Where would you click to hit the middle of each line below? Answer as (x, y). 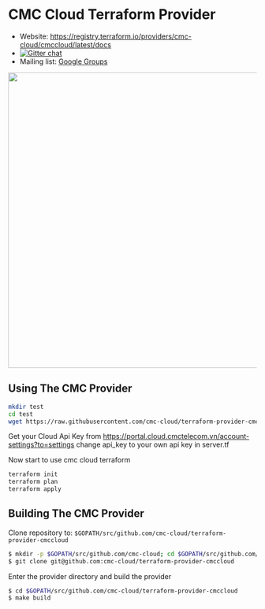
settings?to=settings (41, 445)
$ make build (30, 598)
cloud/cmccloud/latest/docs (65, 44)
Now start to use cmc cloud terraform (69, 460)
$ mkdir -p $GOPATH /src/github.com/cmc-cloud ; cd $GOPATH (105, 554)
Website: (34, 36)
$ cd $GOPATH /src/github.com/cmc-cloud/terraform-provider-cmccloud (123, 591)
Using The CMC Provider (70, 389)
